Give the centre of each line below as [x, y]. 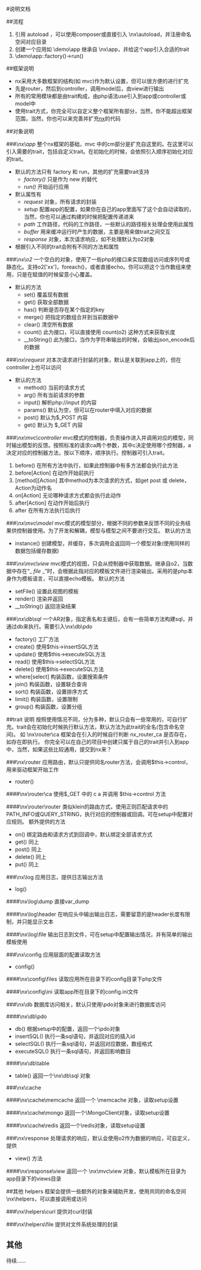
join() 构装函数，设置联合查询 [51, 684]
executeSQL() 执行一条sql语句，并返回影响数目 [73, 1051]
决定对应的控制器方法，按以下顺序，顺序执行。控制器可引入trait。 [87, 453]
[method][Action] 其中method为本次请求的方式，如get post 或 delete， [102, 480]
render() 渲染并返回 [39, 599]
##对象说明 [20, 131]
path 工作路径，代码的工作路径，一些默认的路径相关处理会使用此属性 [109, 224]
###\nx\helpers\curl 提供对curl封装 [49, 1212]
